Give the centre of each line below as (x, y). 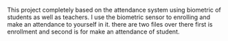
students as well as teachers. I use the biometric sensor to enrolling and (109, 17)
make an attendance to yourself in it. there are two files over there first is (110, 24)
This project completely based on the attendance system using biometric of (114, 10)
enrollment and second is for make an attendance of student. (93, 31)
